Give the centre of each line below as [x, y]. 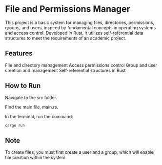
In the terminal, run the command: [39, 116]
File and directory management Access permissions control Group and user [81, 65]
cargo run [15, 125]
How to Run [23, 86]
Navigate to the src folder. [31, 97]
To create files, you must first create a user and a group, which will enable [80, 152]
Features [19, 53]
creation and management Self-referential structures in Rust [65, 70]
